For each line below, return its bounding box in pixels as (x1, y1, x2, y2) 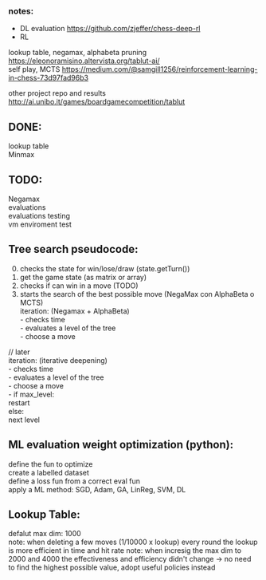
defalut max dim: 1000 (8, 529, 81, 539)
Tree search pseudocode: (8, 243, 139, 256)
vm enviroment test (8, 219, 72, 229)
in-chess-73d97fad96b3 (8, 73, 89, 83)
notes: (8, 6, 34, 17)
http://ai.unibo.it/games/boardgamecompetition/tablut (8, 97, 186, 107)
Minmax (8, 150, 35, 160)
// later (8, 347, 30, 357)
